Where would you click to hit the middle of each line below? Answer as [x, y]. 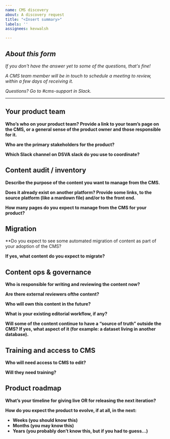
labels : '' [17, 24]
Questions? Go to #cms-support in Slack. [48, 91]
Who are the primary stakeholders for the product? [60, 144]
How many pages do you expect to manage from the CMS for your [76, 207]
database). [17, 335]
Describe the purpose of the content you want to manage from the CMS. [83, 182]
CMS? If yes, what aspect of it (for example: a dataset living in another [80, 329]
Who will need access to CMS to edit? [46, 362]
